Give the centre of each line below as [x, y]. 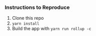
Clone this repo [28, 18]
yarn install [26, 24]
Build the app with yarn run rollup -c [52, 29]
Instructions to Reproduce [37, 7]
